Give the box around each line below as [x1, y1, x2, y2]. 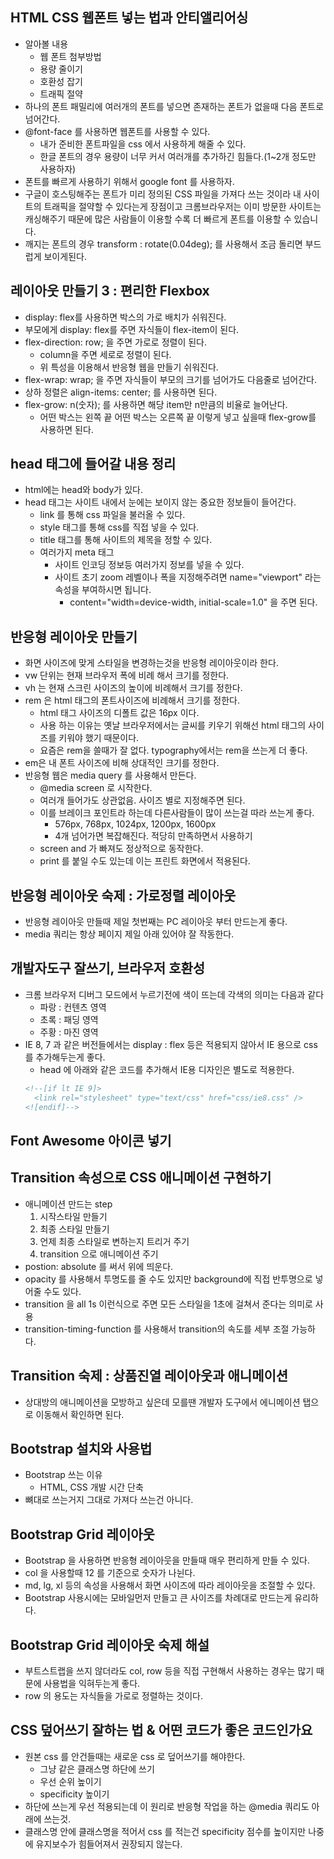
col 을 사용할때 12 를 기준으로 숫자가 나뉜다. [24, 1567, 196, 1579]
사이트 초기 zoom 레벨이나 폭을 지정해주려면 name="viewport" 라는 [54, 571, 322, 583]
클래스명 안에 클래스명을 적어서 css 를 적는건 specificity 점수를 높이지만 [24, 1825, 307, 1837]
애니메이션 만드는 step [24, 1198, 113, 1210]
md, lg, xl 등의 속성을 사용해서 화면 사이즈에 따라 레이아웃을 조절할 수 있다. [24, 1579, 316, 1592]
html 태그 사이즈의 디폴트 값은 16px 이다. [39, 707, 200, 719]
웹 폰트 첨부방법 [39, 50, 102, 62]
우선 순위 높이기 [39, 1775, 102, 1787]
